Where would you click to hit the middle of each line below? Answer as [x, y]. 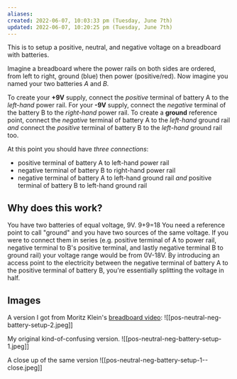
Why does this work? [55, 208]
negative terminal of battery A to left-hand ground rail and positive [115, 178]
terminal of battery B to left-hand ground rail [82, 186]
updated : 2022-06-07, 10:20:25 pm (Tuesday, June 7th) [90, 27]
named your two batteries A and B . [58, 84]
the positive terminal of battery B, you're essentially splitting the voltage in [116, 270]
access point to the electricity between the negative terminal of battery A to [118, 263]
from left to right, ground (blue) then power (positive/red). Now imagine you [118, 76]
